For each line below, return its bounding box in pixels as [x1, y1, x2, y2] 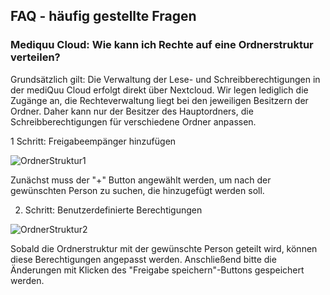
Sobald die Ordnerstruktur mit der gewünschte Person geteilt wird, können [10, 242, 318, 254]
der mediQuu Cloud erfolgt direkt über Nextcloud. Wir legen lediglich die [10, 84, 309, 96]
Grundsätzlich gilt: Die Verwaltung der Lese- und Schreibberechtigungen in [10, 73, 321, 85]
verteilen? [10, 50, 61, 64]
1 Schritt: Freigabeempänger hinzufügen [10, 135, 177, 147]
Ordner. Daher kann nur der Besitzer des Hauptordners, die [10, 105, 254, 117]
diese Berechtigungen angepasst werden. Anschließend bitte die [10, 253, 277, 265]
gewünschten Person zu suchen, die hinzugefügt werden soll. [10, 184, 265, 196]
